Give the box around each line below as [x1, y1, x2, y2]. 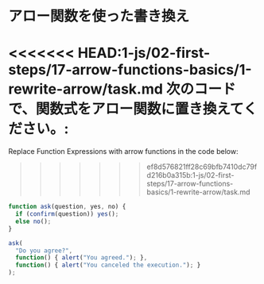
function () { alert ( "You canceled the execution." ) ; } [15, 261, 201, 270]
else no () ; [15, 217, 52, 225]
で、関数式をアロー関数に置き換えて [8, 100, 244, 118]
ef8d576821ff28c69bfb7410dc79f [146, 162, 258, 171]
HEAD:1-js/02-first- [77, 44, 211, 62]
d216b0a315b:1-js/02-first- [146, 171, 235, 180]
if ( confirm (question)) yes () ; [15, 210, 119, 218]
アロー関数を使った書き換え [8, 7, 190, 25]
